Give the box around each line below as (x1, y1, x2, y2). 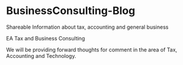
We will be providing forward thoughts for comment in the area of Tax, (6, 46, 178, 53)
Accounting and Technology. (6, 52, 76, 59)
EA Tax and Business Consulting (6, 35, 85, 42)
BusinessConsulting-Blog (6, 4, 136, 18)
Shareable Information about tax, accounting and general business (6, 23, 169, 30)
